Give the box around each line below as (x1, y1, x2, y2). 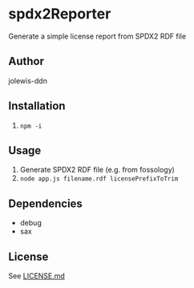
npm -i (19, 122, 42, 130)
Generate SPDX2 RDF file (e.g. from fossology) (19, 165, 175, 175)
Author (8, 55, 44, 68)
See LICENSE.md (8, 271, 66, 281)
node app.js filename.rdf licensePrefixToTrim (19, 175, 179, 183)
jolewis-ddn (8, 75, 48, 85)
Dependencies (8, 197, 83, 210)
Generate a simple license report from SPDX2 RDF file (8, 31, 187, 41)
